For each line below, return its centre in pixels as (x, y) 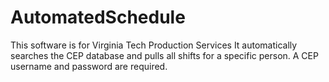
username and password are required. (89, 66)
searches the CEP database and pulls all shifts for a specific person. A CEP (164, 55)
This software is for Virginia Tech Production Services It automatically (154, 45)
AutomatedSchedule (98, 17)
